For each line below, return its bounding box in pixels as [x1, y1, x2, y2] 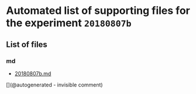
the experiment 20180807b [6, 16, 132, 30]
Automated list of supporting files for [6, 4, 190, 17]
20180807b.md [14, 70, 51, 77]
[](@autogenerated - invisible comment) [6, 81, 104, 88]
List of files [6, 39, 48, 49]
